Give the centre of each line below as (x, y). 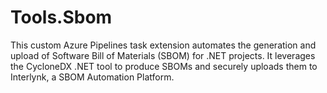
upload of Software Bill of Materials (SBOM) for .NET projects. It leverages (163, 55)
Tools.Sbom (61, 17)
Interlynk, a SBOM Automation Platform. (92, 77)
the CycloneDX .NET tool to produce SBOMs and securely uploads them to (164, 66)
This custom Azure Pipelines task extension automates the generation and (163, 45)
